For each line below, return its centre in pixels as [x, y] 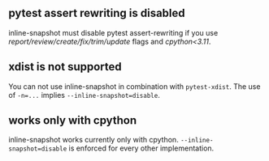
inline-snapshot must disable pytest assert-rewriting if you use [113, 32]
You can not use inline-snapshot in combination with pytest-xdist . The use [134, 86]
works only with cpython [73, 121]
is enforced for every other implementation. [141, 148]
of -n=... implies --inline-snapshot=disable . [84, 95]
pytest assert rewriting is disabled [97, 13]
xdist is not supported [65, 67]
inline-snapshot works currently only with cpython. [93, 140]
